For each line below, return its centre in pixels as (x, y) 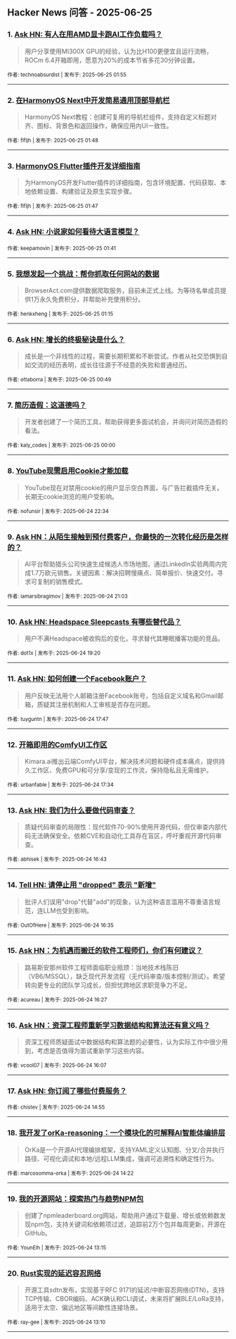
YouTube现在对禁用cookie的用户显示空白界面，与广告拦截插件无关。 (124, 488)
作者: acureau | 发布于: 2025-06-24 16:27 (57, 999)
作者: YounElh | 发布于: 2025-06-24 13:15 (57, 1248)
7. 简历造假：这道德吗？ (47, 405)
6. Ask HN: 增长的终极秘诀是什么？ (66, 339)
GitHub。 (38, 1233)
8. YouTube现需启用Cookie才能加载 (68, 471)
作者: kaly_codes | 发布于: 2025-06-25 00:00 (61, 445)
